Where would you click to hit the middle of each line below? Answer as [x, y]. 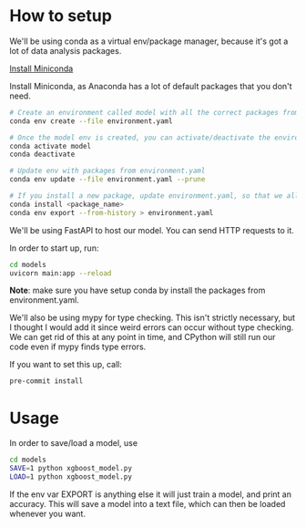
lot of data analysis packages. [66, 50]
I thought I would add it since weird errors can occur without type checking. [152, 327]
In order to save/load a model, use [74, 443]
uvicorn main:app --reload [61, 273]
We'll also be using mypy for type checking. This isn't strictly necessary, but [153, 318]
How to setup [61, 16]
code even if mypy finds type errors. [78, 347]
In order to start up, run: [54, 248]
